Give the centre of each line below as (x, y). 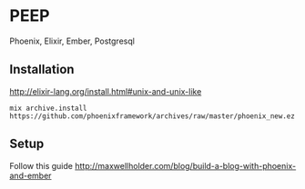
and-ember (30, 175)
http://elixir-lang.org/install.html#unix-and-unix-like (106, 91)
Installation (42, 70)
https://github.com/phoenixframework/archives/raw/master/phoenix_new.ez (152, 116)
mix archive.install (49, 108)
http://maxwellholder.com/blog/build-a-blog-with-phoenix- (185, 165)
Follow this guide (41, 165)
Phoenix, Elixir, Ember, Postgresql (72, 41)
